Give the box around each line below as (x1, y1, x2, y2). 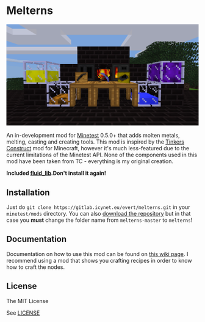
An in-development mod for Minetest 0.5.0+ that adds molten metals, (6, 132, 180, 139)
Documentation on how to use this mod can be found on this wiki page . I (6, 250, 189, 257)
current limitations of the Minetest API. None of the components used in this (6, 151, 197, 159)
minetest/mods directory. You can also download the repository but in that (6, 210, 191, 218)
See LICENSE (6, 309, 40, 317)
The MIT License (6, 297, 49, 304)
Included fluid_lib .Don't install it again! (6, 169, 107, 177)
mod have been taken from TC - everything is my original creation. (6, 158, 174, 165)
